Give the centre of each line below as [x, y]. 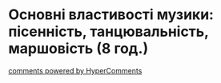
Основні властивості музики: [111, 15]
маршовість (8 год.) [78, 49]
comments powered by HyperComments [75, 70]
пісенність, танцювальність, [108, 32]
